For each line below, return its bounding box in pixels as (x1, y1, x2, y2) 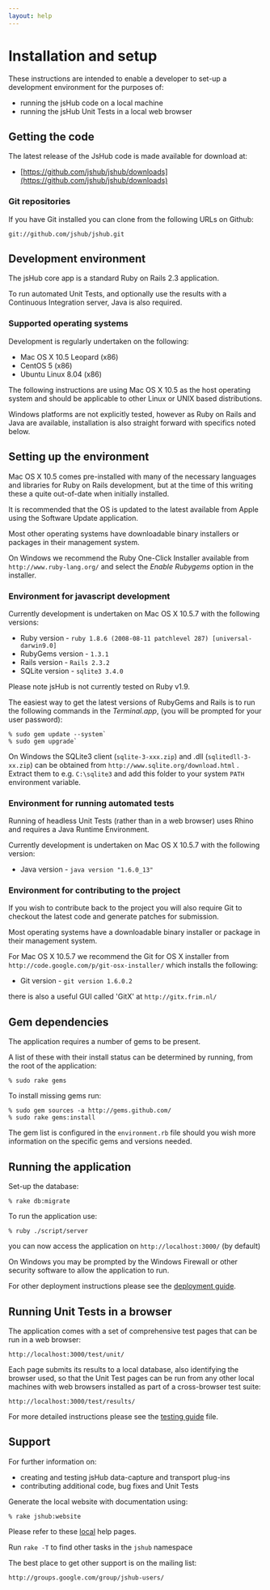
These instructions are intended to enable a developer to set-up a (8, 74, 227, 83)
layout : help (8, 11, 53, 20)
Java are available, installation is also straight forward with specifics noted (8, 418, 256, 428)
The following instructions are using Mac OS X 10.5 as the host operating (8, 385, 251, 394)
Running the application (8, 1160, 132, 1174)
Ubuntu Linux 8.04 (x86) (19, 369, 103, 379)
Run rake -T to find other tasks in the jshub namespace (8, 1542, 193, 1552)
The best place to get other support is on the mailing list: (8, 1558, 197, 1567)
